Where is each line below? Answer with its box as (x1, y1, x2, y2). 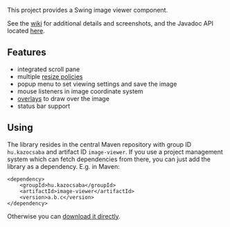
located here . (7, 27, 45, 35)
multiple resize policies (17, 72, 83, 80)
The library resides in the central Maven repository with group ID (7, 140, 192, 148)
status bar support (17, 102, 71, 110)
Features (7, 46, 46, 58)
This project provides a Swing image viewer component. (7, 6, 168, 14)
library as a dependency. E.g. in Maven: (7, 162, 120, 170)
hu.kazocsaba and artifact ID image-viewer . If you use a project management (7, 147, 223, 156)
